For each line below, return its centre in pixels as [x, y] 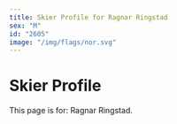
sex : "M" [25, 26]
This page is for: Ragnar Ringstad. [71, 111]
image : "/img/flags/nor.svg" [63, 42]
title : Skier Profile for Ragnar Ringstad [88, 17]
